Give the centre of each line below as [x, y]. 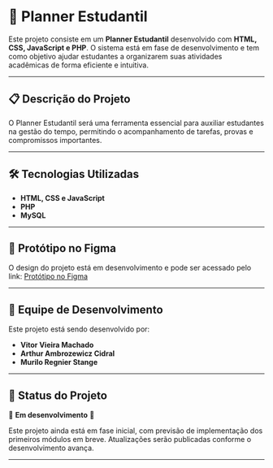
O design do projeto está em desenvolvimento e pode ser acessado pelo [130, 268]
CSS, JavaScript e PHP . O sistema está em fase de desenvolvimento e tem [134, 47]
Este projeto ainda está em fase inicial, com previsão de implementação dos [136, 431]
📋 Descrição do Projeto [69, 100]
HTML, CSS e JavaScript [63, 197]
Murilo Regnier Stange [59, 362]
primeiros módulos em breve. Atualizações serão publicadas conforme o [130, 439]
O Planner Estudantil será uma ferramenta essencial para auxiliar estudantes [136, 123]
